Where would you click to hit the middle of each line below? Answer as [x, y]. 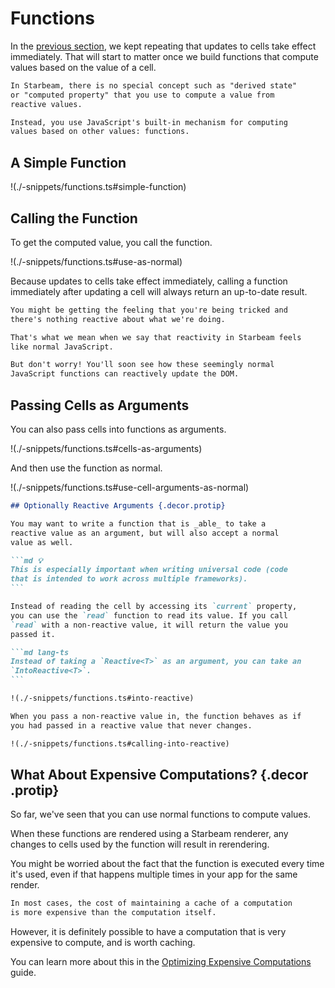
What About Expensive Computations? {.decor [159, 774]
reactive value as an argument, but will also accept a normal [145, 533]
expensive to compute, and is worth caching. [103, 943]
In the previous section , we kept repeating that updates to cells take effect [163, 46]
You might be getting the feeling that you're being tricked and [149, 310]
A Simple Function [68, 162]
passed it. [33, 634]
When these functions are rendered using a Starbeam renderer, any [149, 834]
